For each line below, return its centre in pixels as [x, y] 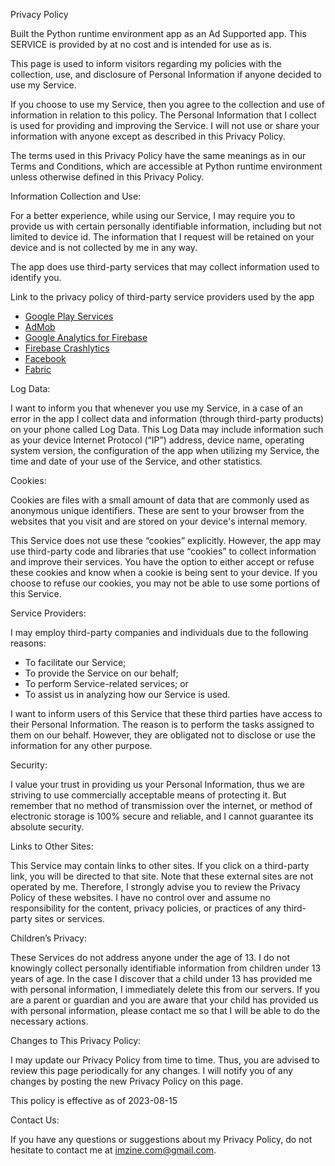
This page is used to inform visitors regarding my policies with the [146, 63]
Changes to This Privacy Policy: [76, 1040]
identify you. [36, 277]
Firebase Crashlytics [67, 348]
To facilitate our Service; [75, 662]
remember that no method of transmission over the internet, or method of [161, 805]
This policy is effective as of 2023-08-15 [94, 1100]
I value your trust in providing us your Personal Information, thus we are [157, 784]
